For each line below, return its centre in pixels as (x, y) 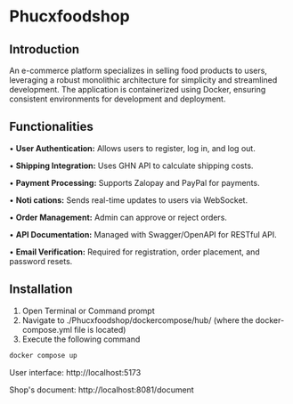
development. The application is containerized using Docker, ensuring (138, 89)
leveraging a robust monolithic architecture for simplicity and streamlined (143, 80)
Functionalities (51, 127)
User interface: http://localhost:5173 (75, 372)
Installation (41, 290)
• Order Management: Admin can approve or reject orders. (118, 217)
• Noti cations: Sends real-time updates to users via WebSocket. (128, 200)
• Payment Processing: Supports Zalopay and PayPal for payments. (134, 182)
